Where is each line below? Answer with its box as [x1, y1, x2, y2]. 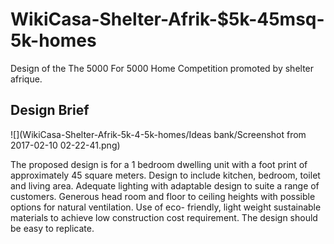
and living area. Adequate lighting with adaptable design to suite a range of [10, 179, 320, 192]
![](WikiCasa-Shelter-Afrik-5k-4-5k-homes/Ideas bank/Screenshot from [10, 128, 307, 140]
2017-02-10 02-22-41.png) [10, 139, 121, 151]
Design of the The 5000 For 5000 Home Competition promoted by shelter [10, 62, 315, 74]
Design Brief [10, 102, 90, 119]
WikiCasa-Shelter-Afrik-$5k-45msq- [10, 8, 325, 31]
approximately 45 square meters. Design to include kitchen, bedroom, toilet [10, 169, 321, 181]
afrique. [10, 73, 43, 85]
